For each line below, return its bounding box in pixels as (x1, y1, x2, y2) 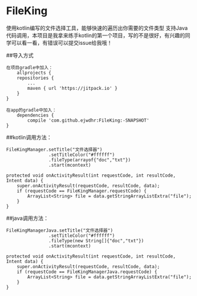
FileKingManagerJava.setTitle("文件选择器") (6, 227, 114, 233)
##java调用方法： (6, 214, 49, 222)
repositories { (17, 75, 54, 81)
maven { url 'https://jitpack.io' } (27, 85, 118, 91)
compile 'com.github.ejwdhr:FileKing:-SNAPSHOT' (27, 117, 150, 123)
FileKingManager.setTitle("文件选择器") (6, 147, 102, 152)
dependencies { (17, 112, 54, 118)
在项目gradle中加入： (6, 64, 53, 70)
